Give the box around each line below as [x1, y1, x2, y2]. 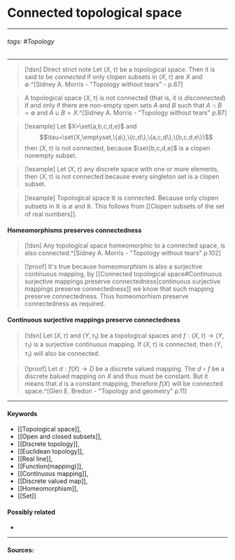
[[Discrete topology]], [17, 440, 80, 448]
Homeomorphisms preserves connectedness [7, 226, 142, 234]
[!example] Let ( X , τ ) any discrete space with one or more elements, [24, 165, 219, 173]
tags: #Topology [7, 37, 55, 45]
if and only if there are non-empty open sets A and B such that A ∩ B [24, 101, 222, 110]
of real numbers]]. [24, 210, 77, 218]
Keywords [7, 409, 38, 417]
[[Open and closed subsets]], [17, 432, 103, 441]
